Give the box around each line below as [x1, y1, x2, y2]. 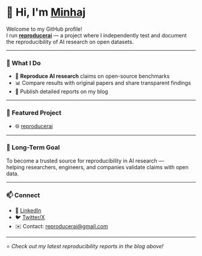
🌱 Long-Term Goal [6, 143, 60, 152]
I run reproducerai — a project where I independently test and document [6, 31, 187, 39]
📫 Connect [6, 191, 40, 199]
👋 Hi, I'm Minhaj [6, 5, 86, 19]
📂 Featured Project [6, 108, 62, 117]
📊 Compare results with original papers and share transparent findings [14, 80, 191, 87]
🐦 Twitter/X [14, 214, 45, 221]
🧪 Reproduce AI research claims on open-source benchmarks [14, 72, 170, 80]
